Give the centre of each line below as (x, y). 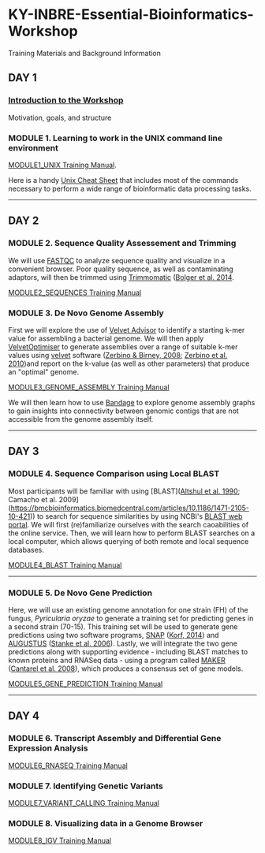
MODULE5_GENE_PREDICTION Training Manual (86, 684)
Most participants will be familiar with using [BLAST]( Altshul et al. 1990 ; (124, 491)
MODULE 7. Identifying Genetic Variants (86, 786)
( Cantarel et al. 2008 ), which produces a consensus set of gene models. (126, 669)
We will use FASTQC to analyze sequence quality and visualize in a (117, 260)
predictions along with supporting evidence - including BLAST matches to (128, 651)
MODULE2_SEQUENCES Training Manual (75, 292)
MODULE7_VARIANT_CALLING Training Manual (84, 803)
